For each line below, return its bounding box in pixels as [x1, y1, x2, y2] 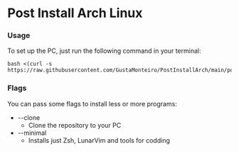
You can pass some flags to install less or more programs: [7, 99, 178, 108]
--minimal [17, 128, 47, 137]
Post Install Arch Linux [7, 5, 143, 21]
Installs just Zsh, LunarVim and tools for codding [28, 136, 171, 144]
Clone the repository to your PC [28, 121, 122, 129]
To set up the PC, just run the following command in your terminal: [7, 46, 201, 55]
